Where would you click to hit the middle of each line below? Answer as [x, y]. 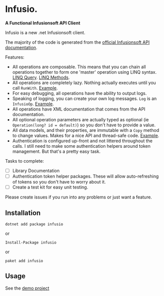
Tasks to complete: [25, 161]
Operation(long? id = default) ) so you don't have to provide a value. [84, 125]
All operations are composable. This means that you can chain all [79, 67]
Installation [23, 213]
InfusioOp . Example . [33, 103]
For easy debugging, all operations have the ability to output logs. [80, 93]
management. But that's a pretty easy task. [56, 151]
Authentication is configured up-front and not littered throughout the [82, 141]
